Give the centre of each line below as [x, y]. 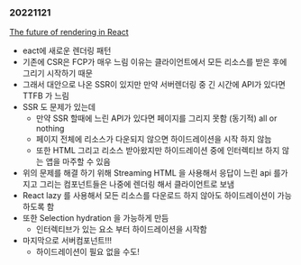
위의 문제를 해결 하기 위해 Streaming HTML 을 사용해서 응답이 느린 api [147, 173]
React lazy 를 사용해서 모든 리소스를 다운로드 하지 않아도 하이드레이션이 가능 [157, 196]
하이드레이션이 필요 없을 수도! [87, 252]
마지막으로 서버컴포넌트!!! [67, 241]
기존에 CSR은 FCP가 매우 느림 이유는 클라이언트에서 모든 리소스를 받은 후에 [155, 62]
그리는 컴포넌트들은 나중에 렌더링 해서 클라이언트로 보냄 [137, 184]
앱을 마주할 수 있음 [78, 162]
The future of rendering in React [69, 32]
